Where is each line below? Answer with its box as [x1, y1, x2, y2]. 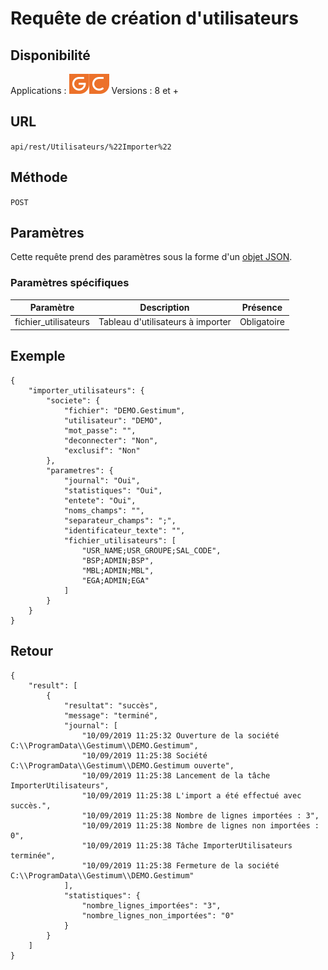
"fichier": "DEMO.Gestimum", [63, 405, 186, 416]
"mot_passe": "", [63, 425, 137, 436]
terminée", [10, 850, 56, 861]
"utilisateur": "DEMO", [63, 415, 163, 426]
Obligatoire [239, 316, 285, 328]
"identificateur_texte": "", [63, 525, 186, 536]
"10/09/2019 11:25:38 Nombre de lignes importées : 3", [81, 810, 320, 821]
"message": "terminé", [63, 710, 159, 721]
